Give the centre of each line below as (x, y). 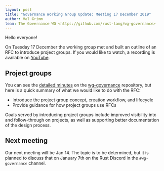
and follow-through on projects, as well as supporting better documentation (82, 120)
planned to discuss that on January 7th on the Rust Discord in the (72, 158)
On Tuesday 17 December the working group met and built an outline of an (81, 47)
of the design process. (28, 125)
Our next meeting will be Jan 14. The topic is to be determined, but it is (77, 152)
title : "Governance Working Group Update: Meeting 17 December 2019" (78, 14)
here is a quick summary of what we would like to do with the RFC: (73, 90)
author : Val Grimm (24, 19)
